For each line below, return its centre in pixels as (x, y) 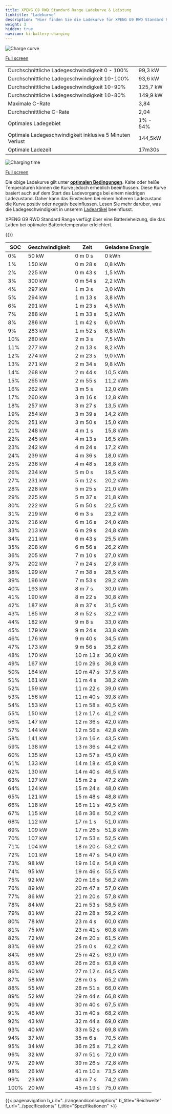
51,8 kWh (117, 830)
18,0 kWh (117, 455)
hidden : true (19, 29)
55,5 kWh (117, 872)
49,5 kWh (117, 805)
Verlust (16, 141)
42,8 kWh (117, 730)
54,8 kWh (117, 863)
